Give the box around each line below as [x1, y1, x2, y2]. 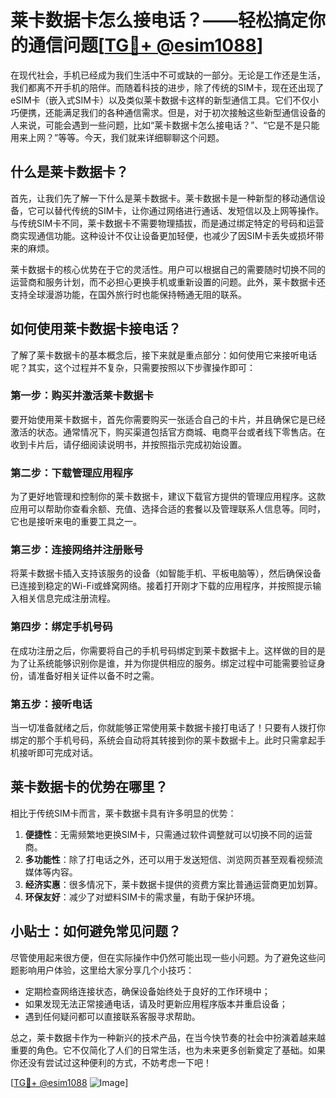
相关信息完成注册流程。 [18, 592, 116, 605]
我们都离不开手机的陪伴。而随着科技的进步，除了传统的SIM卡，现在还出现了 [10, 81, 325, 93]
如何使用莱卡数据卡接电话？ [10, 321, 182, 338]
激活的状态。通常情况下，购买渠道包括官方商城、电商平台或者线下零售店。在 [10, 426, 326, 438]
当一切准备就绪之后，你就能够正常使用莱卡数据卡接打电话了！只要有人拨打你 [10, 722, 326, 734]
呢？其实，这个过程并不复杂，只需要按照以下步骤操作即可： [10, 361, 256, 373]
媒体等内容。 [24, 866, 78, 878]
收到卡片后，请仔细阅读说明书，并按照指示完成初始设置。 [10, 438, 247, 450]
